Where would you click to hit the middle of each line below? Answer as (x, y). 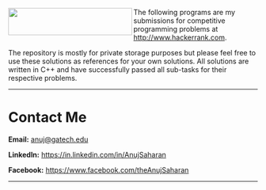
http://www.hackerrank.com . (180, 37)
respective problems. (43, 78)
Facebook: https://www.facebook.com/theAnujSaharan (99, 169)
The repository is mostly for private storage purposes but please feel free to (132, 53)
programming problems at (176, 29)
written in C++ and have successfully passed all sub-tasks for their (118, 70)
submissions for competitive (179, 21)
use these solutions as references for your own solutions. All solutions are (129, 61)
